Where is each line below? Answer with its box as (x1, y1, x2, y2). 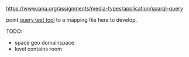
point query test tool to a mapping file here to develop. (6, 16, 138, 23)
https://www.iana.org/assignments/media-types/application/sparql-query (6, 5, 183, 12)
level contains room (14, 45, 63, 52)
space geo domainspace (14, 39, 74, 46)
